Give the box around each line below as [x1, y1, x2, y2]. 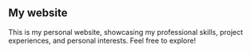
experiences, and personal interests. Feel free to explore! [8, 36, 197, 45]
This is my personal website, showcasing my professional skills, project [8, 27, 244, 36]
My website [8, 6, 68, 20]
